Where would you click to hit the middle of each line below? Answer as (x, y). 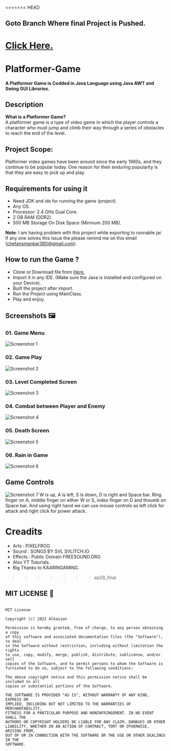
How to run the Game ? (42, 260)
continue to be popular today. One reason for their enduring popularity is (82, 167)
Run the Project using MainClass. (47, 293)
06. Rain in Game (27, 455)
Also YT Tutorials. (31, 562)
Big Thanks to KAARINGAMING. (46, 567)
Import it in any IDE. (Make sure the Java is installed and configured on (87, 277)
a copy (12, 632)
